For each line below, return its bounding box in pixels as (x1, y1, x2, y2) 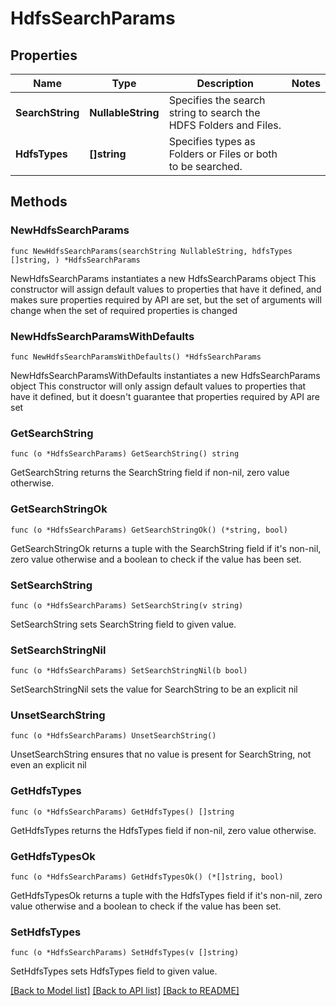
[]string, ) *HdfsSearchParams (10, 255, 141, 265)
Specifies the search (168, 93, 266, 107)
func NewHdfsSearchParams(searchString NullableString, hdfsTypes (10, 246, 293, 256)
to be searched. (168, 160, 243, 173)
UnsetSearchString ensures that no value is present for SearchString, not (10, 748, 312, 761)
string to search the (168, 106, 261, 119)
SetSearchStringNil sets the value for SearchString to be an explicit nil (10, 683, 298, 696)
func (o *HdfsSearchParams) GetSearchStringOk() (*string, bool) (10, 525, 288, 535)
